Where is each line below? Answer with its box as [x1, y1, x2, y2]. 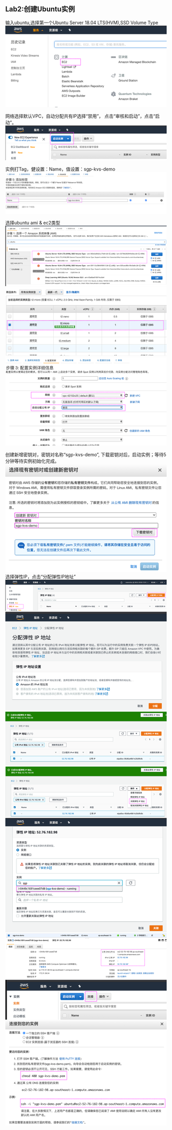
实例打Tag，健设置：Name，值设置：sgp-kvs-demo [5, 166, 116, 172]
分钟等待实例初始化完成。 [5, 458, 59, 464]
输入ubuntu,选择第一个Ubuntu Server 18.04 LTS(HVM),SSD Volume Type [5, 20, 159, 26]
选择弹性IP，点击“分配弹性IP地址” [5, 573, 76, 580]
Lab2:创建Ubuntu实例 [5, 5, 75, 14]
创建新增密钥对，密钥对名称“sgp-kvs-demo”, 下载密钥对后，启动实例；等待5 [5, 451, 166, 457]
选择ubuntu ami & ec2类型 [5, 219, 60, 226]
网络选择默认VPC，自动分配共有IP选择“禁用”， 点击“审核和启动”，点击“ [5, 113, 156, 119]
